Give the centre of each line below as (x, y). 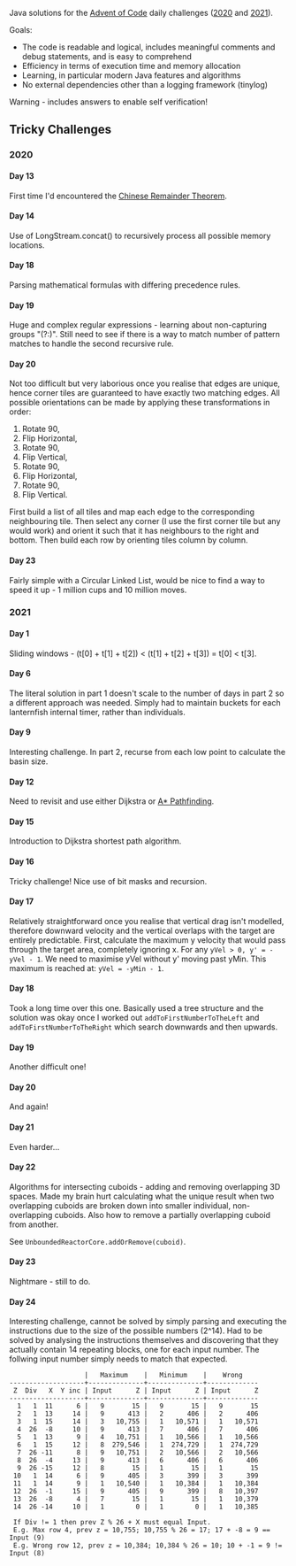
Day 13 (22, 175)
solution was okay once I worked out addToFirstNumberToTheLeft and (134, 1018)
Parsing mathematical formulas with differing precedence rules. (125, 285)
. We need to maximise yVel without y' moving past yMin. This (154, 959)
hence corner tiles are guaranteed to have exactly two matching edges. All (144, 393)
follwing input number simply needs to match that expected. (118, 1359)
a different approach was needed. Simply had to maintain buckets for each (145, 702)
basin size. (29, 761)
